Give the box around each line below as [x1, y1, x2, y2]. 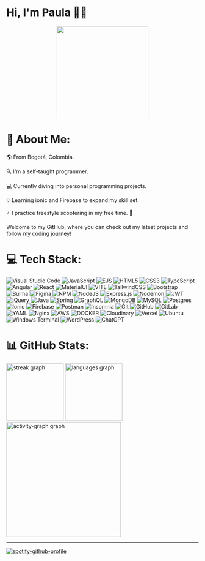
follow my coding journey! [6, 230, 72, 237]
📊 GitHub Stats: [6, 339, 90, 352]
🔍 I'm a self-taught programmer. [6, 168, 88, 175]
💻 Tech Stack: [6, 252, 82, 266]
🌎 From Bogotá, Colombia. [6, 153, 74, 160]
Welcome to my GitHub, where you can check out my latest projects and [6, 223, 189, 230]
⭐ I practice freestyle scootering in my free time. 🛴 [6, 209, 133, 216]
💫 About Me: [6, 133, 71, 146]
